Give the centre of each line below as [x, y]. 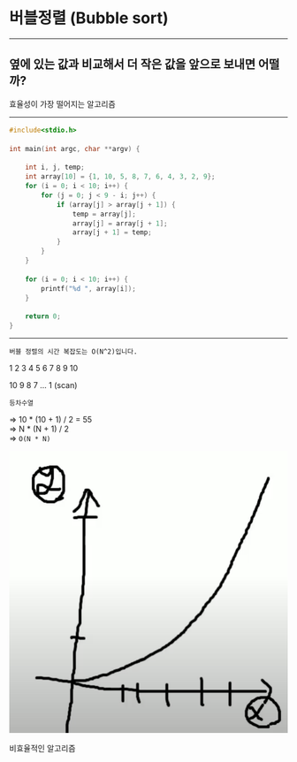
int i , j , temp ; [55, 168]
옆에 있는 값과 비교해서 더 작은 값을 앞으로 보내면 [133, 64]
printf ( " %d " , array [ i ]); [89, 288]
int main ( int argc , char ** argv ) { [75, 149]
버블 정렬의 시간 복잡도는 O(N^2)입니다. [73, 352]
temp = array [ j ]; [104, 214]
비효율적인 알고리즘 [42, 748]
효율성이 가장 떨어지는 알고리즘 [63, 103]
